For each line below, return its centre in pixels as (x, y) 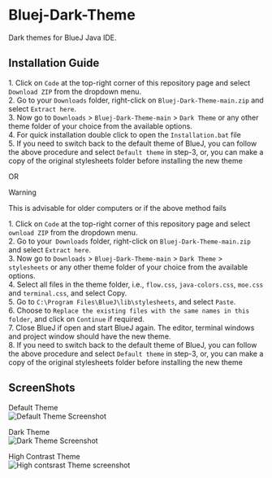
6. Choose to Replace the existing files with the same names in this (129, 310)
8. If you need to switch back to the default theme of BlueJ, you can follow (133, 344)
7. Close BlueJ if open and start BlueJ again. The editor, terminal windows (132, 327)
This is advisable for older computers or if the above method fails (118, 208)
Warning (22, 192)
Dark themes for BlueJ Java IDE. (63, 37)
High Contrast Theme (45, 456)
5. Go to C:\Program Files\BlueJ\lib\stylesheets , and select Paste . (122, 301)
